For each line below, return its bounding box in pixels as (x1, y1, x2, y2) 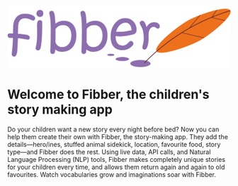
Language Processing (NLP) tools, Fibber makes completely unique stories (7, 155, 225, 164)
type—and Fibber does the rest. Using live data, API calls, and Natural (7, 148, 211, 156)
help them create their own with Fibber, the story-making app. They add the (7, 133, 229, 141)
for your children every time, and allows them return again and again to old (7, 163, 225, 172)
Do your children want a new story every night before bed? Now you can (7, 125, 220, 133)
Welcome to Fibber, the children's (7, 87, 210, 103)
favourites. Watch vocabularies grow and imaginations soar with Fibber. (7, 170, 217, 179)
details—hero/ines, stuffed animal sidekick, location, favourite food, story (7, 141, 221, 149)
